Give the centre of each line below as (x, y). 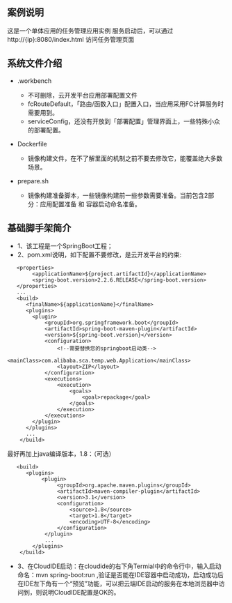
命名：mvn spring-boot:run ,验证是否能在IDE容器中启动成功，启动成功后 (121, 575)
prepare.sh (33, 181)
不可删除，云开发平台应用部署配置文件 (82, 95)
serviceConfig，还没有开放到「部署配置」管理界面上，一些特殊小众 (124, 121)
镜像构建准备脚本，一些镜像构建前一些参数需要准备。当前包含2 (118, 195)
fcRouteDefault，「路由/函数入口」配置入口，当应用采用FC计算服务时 (126, 104)
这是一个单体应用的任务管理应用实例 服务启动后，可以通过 (90, 31)
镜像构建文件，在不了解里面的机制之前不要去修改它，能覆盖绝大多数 (125, 158)
